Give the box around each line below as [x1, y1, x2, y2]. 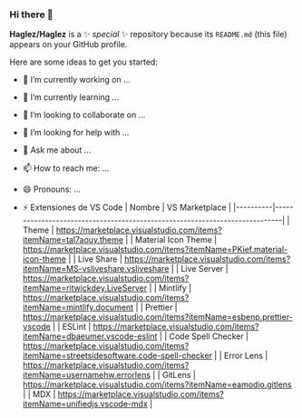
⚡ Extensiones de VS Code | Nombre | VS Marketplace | [22, 202, 231, 213]
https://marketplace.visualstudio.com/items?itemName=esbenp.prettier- [22, 312, 293, 323]
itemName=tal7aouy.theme [22, 234, 124, 245]
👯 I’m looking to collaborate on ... [22, 109, 146, 121]
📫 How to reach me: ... [22, 163, 110, 174]
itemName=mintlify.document [22, 302, 134, 313]
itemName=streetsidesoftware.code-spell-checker [22, 350, 213, 362]
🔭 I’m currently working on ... [22, 75, 131, 85]
